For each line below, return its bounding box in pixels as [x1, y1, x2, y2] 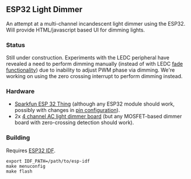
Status [6, 41, 25, 49]
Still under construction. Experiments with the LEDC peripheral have [6, 54, 169, 61]
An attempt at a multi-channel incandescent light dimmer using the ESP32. [6, 20, 186, 27]
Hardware [6, 87, 35, 96]
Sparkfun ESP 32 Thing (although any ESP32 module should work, [14, 100, 175, 107]
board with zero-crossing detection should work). [14, 119, 134, 126]
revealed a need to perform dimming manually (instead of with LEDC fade [6, 61, 183, 68]
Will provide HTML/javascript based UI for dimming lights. [6, 26, 145, 33]
